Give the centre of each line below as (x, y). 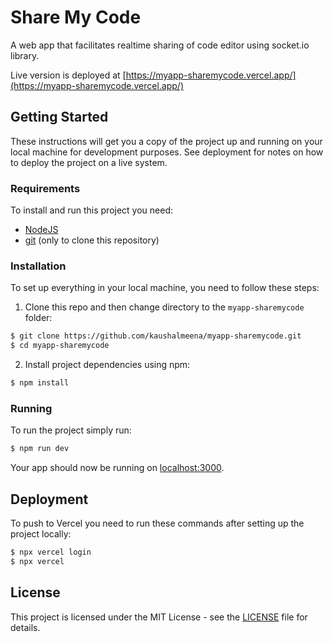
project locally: (41, 533)
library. (25, 55)
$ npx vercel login (51, 552)
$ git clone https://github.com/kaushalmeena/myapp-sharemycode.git (156, 336)
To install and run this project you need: (92, 210)
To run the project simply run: (71, 430)
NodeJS (41, 230)
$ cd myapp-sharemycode (60, 346)
